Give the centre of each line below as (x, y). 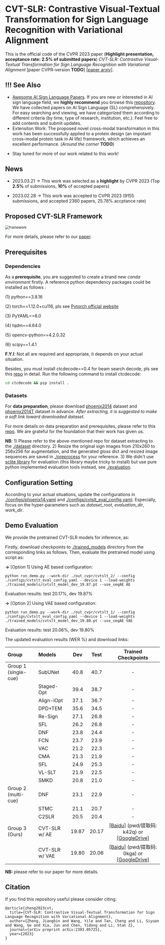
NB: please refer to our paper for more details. (52, 872)
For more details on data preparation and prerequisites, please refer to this (80, 426)
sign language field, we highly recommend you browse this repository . (84, 102)
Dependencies (23, 266)
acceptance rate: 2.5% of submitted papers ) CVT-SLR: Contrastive (74, 59)
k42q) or (133, 832)
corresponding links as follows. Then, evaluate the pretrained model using (80, 552)
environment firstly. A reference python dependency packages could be (78, 282)
